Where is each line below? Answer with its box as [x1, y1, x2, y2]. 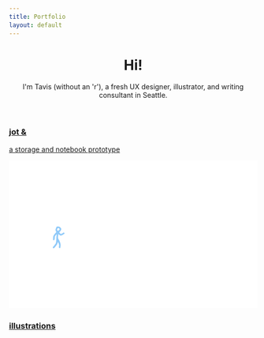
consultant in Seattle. [99, 91, 168, 100]
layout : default [9, 21, 62, 29]
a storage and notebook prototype [9, 145, 121, 154]
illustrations [9, 321, 56, 332]
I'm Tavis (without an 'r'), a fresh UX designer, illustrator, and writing [22, 82, 244, 92]
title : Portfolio [9, 13, 66, 21]
